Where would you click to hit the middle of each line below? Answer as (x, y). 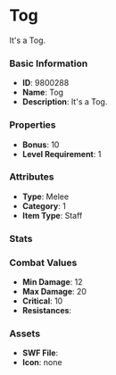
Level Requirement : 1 (62, 154)
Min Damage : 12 (52, 282)
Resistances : (47, 311)
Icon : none (42, 362)
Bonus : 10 (41, 145)
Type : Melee (46, 196)
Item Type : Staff (52, 215)
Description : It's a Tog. (65, 102)
